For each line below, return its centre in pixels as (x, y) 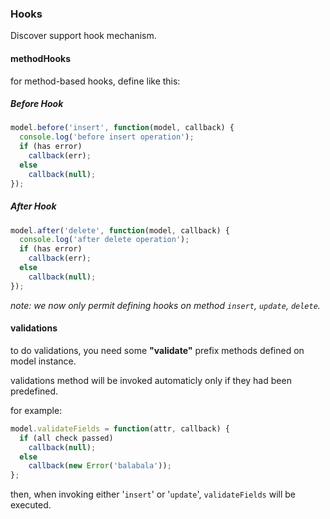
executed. (31, 505)
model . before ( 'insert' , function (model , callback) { (122, 128)
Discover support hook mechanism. (83, 36)
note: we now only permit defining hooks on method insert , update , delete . (165, 305)
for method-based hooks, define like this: (95, 81)
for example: (36, 410)
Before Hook (37, 104)
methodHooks (40, 58)
